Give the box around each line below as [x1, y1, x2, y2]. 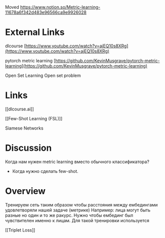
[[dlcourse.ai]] [5, 106, 34, 112]
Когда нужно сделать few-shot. [12, 168, 79, 174]
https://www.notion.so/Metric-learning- [20, 4, 100, 10]
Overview [5, 186, 46, 197]
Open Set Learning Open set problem [5, 72, 81, 78]
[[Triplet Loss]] [5, 227, 35, 233]
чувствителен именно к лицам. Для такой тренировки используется [5, 217, 149, 223]
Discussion [5, 142, 52, 154]
